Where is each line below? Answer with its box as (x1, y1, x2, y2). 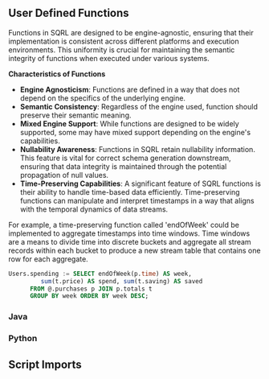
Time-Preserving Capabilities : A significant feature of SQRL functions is (19, 179, 261, 188)
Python (8, 333, 38, 344)
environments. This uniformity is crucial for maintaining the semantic (8, 44, 235, 55)
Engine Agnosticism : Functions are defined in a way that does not (19, 84, 240, 94)
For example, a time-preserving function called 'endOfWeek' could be (8, 220, 239, 229)
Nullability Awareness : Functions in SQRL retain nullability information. (19, 144, 255, 154)
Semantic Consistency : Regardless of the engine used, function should (19, 101, 259, 111)
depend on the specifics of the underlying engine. (19, 93, 186, 103)
